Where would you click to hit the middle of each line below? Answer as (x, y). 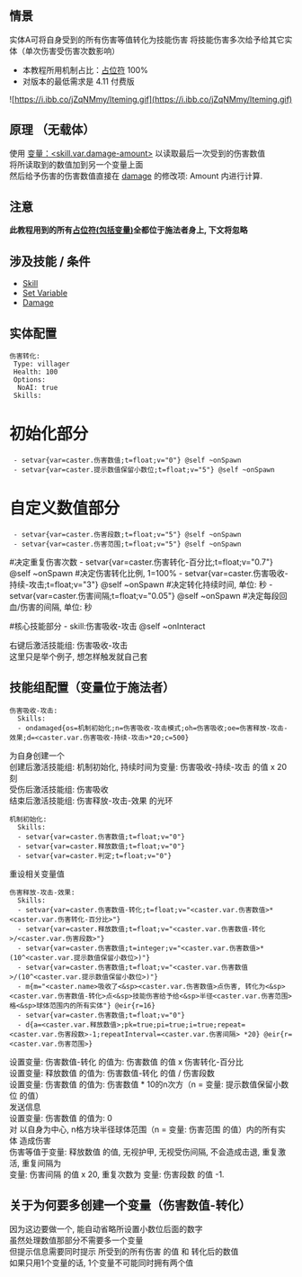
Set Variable (45, 293)
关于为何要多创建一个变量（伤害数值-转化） (130, 1205)
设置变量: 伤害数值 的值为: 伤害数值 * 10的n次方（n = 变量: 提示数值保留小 (145, 1084)
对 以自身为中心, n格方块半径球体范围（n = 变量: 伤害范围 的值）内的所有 (144, 1129)
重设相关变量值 (37, 874)
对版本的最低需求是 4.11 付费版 (78, 81)
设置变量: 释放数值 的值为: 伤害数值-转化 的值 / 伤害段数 (112, 1073)
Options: (30, 380)
